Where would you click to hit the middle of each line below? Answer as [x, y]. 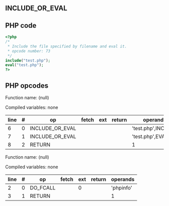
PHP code [21, 25]
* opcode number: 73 [29, 51]
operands [123, 179]
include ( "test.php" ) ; [28, 60]
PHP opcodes [27, 85]
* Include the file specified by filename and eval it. [67, 46]
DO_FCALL [43, 188]
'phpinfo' [121, 188]
